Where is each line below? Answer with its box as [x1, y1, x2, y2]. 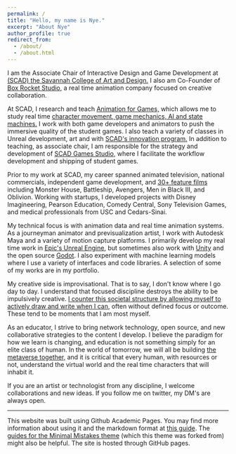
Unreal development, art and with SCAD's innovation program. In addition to [7, 134, 227, 142]
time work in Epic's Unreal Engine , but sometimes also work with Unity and [7, 243, 224, 252]
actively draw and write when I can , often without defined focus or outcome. [7, 302, 228, 310]
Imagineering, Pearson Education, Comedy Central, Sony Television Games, [7, 200, 227, 208]
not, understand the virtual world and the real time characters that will [7, 360, 209, 368]
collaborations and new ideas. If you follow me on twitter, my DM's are [7, 389, 211, 397]
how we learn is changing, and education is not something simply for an [7, 338, 216, 346]
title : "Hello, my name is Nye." [7, 17, 105, 24]
